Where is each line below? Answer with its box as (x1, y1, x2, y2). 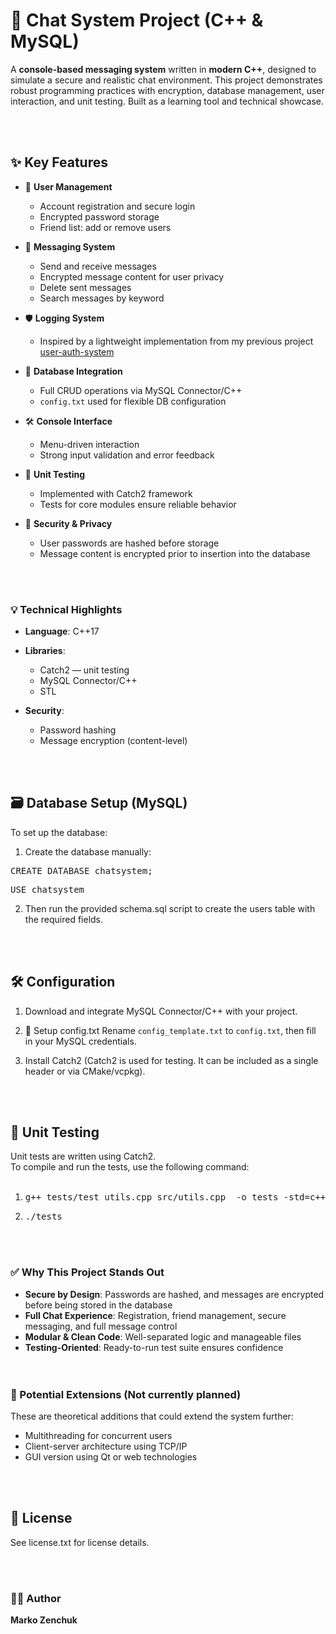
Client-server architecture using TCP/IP (24, 1440, 188, 1453)
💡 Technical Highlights (10, 602, 123, 616)
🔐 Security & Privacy (24, 517, 113, 529)
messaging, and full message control (24, 1320, 178, 1332)
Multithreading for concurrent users (24, 1430, 173, 1442)
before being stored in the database (24, 1299, 173, 1311)
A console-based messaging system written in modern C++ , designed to (10, 63, 317, 75)
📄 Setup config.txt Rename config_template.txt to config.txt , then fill (24, 1024, 317, 1036)
